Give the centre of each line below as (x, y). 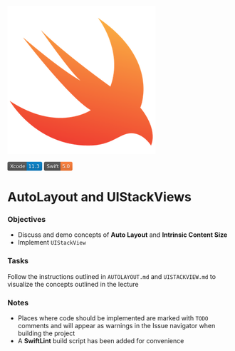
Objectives (27, 220)
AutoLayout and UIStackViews (100, 197)
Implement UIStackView (52, 243)
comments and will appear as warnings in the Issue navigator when (116, 326)
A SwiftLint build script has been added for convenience (101, 341)
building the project (46, 333)
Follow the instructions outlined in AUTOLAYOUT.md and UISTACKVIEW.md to (111, 276)
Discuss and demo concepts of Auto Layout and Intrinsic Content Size (122, 235)
